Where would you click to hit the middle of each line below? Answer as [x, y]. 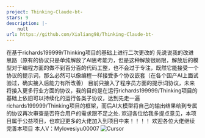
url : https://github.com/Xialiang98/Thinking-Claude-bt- [80, 35]
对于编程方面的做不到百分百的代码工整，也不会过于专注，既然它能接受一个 [105, 68]
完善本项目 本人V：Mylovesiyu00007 [53, 129]
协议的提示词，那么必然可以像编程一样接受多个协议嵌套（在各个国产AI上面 [100, 75]
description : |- [27, 23]
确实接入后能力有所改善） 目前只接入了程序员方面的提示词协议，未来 [109, 83]
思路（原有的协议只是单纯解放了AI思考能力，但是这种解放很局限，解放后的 [100, 60]
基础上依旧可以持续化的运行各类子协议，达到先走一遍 [73, 98]
